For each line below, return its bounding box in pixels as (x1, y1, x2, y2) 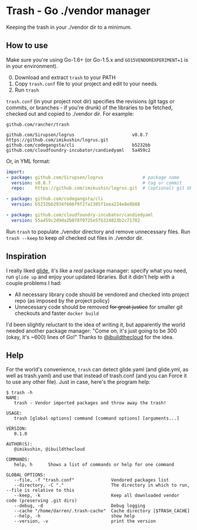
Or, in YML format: (6, 157, 51, 165)
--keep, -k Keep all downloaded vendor (13, 492, 180, 499)
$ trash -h (6, 390, 33, 396)
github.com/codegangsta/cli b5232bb (6, 142, 151, 148)
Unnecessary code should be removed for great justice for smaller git (14, 303, 183, 310)
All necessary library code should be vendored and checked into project (14, 291, 189, 298)
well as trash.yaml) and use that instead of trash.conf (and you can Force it (6, 372, 187, 380)
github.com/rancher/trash (6, 122, 69, 128)
